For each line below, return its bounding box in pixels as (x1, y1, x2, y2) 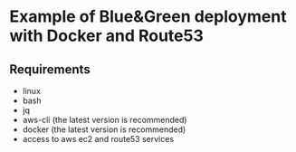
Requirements (9, 62, 91, 77)
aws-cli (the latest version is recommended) (22, 115, 187, 125)
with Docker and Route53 (9, 25, 204, 46)
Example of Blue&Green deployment (9, 6, 287, 27)
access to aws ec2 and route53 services (22, 134, 175, 144)
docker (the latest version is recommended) (22, 124, 186, 135)
